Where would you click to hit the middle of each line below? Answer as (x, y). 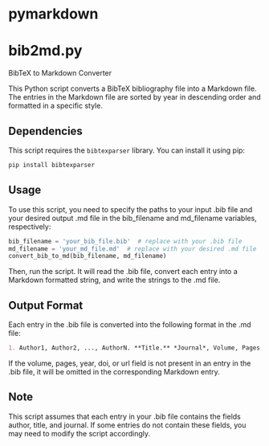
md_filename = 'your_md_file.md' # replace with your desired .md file (132, 249)
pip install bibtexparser (51, 165)
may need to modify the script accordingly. (79, 433)
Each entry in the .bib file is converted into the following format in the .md (130, 325)
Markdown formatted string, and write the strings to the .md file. (114, 280)
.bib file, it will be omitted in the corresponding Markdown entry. (114, 371)
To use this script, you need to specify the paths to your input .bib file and (130, 209)
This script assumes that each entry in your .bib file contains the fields (124, 416)
